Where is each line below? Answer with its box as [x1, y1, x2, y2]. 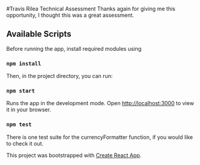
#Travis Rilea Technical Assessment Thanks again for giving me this [6, 5, 176, 12]
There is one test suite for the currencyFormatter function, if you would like [6, 133, 193, 141]
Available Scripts [6, 29, 71, 39]
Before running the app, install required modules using [6, 45, 142, 52]
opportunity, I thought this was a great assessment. [6, 11, 134, 19]
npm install [6, 60, 42, 67]
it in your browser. [6, 106, 51, 114]
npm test [6, 121, 32, 128]
